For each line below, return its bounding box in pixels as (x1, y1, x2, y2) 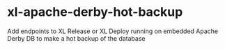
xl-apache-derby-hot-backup (7, 4, 183, 20)
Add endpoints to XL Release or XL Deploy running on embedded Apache (7, 27, 219, 35)
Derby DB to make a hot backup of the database (7, 34, 146, 42)
